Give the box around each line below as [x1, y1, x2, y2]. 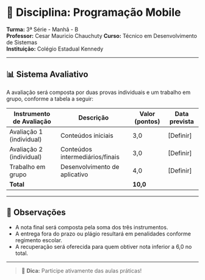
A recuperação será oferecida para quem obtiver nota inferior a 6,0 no [15, 243, 192, 250]
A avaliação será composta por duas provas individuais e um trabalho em [6, 88, 191, 96]
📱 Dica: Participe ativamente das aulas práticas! [21, 267, 142, 274]
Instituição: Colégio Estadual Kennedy [6, 45, 104, 52]
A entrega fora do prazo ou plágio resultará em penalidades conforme [15, 230, 191, 237]
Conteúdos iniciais [60, 131, 114, 140]
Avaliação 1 [9, 127, 43, 136]
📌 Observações [6, 207, 66, 218]
